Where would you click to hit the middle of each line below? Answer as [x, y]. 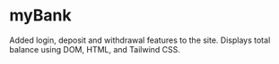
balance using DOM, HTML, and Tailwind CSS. [95, 49]
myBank [40, 16]
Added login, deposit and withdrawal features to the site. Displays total [140, 40]
